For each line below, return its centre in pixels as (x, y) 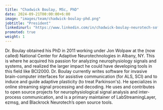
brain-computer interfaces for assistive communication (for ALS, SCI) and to (81, 76)
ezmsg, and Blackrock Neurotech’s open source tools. (59, 102)
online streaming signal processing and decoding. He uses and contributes (80, 87)
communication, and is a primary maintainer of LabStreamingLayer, (89, 97)
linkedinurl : (18, 28)
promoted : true (20, 32)
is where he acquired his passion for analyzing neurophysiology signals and (81, 61)
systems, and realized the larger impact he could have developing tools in (79, 66)
